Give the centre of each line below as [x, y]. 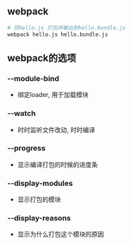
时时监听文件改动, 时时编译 [56, 130]
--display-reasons [39, 218]
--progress [26, 149]
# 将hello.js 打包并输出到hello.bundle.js [67, 27]
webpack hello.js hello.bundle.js [58, 34]
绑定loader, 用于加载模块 [53, 95]
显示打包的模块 [39, 199]
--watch [22, 113]
